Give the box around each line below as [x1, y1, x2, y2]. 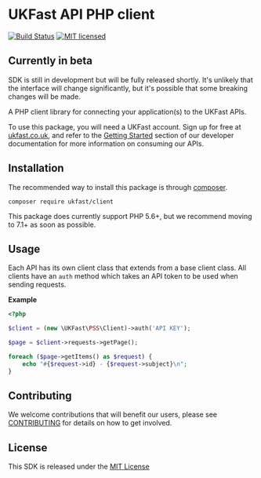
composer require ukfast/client [8, 198, 114, 206]
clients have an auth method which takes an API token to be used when [8, 272, 239, 281]
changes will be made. [8, 92, 81, 101]
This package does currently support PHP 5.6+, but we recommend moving [8, 211, 252, 221]
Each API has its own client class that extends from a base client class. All [8, 263, 247, 272]
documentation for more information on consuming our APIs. [8, 139, 205, 148]
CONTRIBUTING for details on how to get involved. [8, 418, 172, 428]
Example [8, 295, 38, 305]
